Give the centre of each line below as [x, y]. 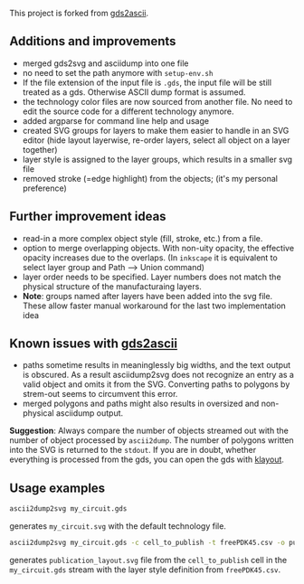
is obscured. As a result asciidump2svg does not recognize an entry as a [158, 375]
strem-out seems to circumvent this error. [100, 394]
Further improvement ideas [88, 217]
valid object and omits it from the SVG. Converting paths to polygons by [156, 384]
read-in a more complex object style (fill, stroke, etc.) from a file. [142, 238]
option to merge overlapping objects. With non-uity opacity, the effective [158, 248]
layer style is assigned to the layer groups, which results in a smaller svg [157, 159]
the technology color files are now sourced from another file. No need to [157, 101]
